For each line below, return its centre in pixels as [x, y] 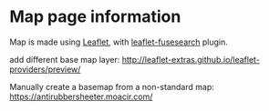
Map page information [95, 17]
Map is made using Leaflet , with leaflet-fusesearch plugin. [119, 42]
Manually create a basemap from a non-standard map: [112, 86]
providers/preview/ [45, 69]
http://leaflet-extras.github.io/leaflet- [191, 59]
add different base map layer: [65, 59]
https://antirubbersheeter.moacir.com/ [81, 96]
